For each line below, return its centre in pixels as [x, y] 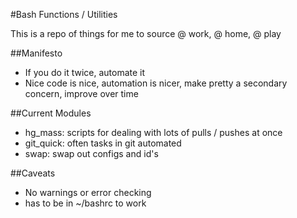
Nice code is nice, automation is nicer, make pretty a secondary [156, 83]
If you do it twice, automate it [85, 72]
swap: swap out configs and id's [91, 153]
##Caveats [33, 173]
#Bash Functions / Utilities [64, 14]
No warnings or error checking [88, 192]
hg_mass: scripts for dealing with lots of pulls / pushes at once [153, 132]
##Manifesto [36, 53]
